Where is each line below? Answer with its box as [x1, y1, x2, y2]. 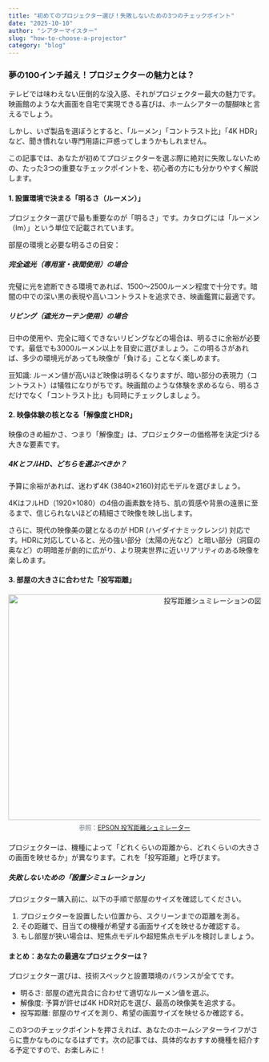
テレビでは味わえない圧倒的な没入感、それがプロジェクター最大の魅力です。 [8, 89, 260, 99]
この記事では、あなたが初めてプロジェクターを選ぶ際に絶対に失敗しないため [8, 153, 261, 163]
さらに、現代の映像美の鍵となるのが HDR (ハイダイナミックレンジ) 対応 [8, 525, 244, 534]
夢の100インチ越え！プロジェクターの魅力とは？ [8, 70, 195, 81]
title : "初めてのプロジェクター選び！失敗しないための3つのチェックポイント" [8, 11, 235, 20]
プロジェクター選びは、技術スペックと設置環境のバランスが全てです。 [8, 971, 239, 980]
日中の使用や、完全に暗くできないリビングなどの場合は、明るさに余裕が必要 [8, 333, 261, 343]
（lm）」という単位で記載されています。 [8, 222, 139, 233]
